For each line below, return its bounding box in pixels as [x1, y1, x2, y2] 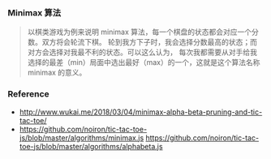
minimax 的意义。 [27, 67, 87, 78]
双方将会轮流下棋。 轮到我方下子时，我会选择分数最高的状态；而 [41, 37, 257, 47]
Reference [7, 88, 49, 100]
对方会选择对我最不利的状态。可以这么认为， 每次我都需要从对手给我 [27, 47, 257, 58]
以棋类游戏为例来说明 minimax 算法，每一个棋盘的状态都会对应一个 [27, 27, 252, 37]
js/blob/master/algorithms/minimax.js [19, 132, 144, 143]
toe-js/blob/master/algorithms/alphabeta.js [19, 141, 163, 151]
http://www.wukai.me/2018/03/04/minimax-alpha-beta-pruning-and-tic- [19, 107, 263, 117]
